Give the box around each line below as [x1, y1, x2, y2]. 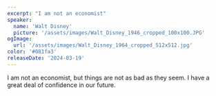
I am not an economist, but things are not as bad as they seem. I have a [7, 73, 210, 82]
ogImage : [7, 36, 32, 43]
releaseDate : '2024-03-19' [7, 55, 85, 62]
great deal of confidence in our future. [7, 80, 116, 89]
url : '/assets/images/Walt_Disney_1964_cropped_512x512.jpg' [13, 42, 193, 49]
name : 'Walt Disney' [13, 23, 72, 29]
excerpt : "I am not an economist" [7, 10, 107, 17]
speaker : [7, 16, 32, 23]
